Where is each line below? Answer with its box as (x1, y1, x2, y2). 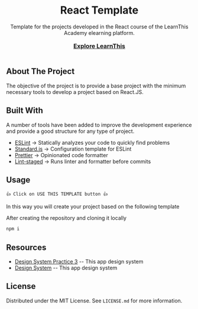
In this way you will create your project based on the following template (6, 203, 180, 210)
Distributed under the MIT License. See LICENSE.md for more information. (6, 297, 183, 304)
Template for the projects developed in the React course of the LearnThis (10, 23, 189, 30)
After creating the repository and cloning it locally (6, 214, 127, 222)
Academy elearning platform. (64, 29, 135, 36)
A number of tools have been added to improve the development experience (6, 121, 192, 128)
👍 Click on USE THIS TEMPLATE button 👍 (6, 191, 108, 197)
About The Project (6, 66, 75, 77)
